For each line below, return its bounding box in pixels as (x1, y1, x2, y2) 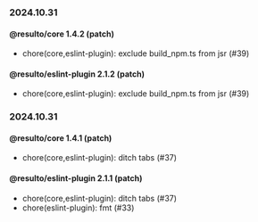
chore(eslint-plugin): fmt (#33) (21, 202, 135, 213)
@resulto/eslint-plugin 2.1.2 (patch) (9, 69, 146, 79)
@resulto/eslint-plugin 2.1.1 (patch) (9, 173, 143, 184)
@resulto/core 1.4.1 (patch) (9, 132, 112, 144)
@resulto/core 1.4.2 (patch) (9, 29, 114, 39)
